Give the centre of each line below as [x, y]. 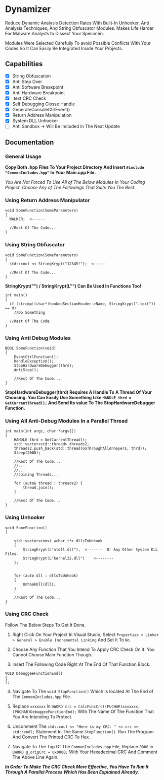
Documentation [30, 142]
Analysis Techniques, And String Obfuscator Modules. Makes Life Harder [80, 28]
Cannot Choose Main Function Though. [52, 654]
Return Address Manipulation [42, 115]
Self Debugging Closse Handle [43, 104]
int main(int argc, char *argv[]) [41, 431]
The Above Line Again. [35, 757]
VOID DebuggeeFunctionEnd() [34, 673]
